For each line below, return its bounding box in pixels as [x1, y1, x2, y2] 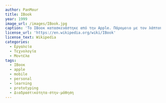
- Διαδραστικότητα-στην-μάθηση [9, 90, 74, 95]
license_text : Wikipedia [5, 35, 56, 40]
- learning [9, 81, 32, 86]
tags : [5, 58, 16, 63]
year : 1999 [5, 16, 28, 21]
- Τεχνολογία [9, 49, 37, 53]
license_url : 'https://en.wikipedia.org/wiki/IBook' [5, 30, 116, 35]
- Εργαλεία [9, 44, 32, 49]
